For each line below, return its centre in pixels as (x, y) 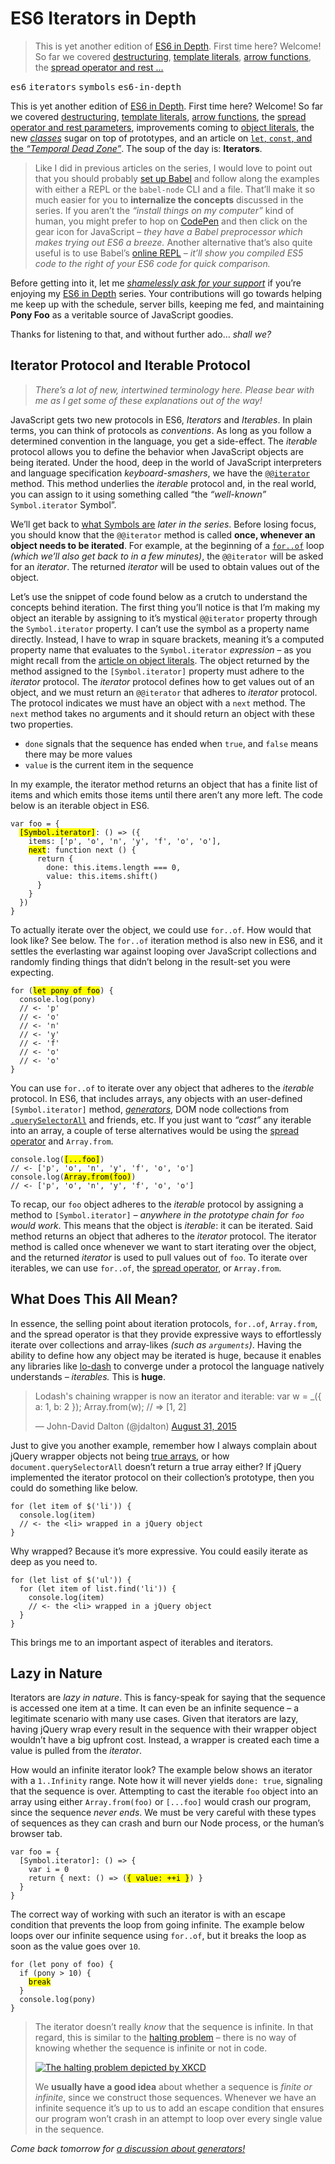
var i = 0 (49, 1870)
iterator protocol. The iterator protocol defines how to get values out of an (162, 681)
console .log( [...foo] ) (57, 1159)
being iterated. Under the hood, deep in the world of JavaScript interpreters (166, 462)
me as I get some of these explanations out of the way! (148, 400)
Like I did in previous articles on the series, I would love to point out (173, 168)
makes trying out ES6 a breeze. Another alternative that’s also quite (173, 242)
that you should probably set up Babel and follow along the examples (177, 178)
